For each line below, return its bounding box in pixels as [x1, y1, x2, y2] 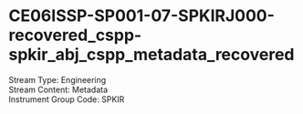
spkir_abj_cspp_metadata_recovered [8, 45, 295, 65]
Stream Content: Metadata [8, 84, 109, 95]
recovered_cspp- [8, 25, 142, 46]
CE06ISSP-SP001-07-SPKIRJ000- [8, 5, 276, 26]
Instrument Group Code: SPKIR [8, 93, 125, 105]
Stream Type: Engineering [8, 74, 107, 85]
